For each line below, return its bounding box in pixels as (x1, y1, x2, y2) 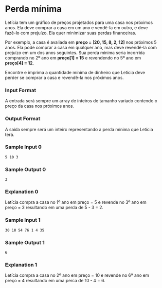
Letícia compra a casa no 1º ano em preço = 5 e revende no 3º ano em (5, 199, 147, 205)
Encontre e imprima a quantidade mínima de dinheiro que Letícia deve (5, 69, 145, 75)
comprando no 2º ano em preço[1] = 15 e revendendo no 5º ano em (5, 55, 141, 60)
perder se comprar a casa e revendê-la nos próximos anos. (5, 75, 124, 80)
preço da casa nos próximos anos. (5, 103, 74, 109)
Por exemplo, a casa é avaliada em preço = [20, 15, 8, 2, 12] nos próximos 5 (5, 39, 157, 45)
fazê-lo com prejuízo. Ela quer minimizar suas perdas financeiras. (5, 30, 137, 36)
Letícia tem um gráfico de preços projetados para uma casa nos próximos (5, 19, 153, 25)
